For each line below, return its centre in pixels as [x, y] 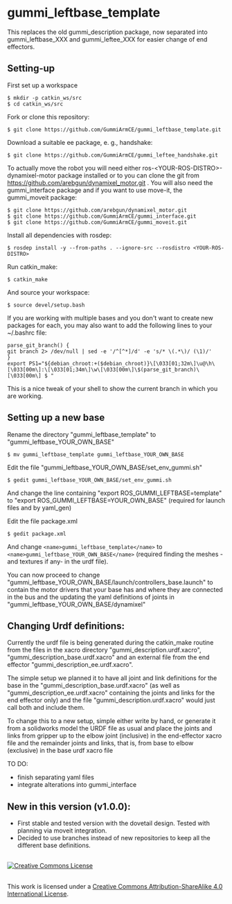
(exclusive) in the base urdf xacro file [60, 751]
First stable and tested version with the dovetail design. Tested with [113, 824]
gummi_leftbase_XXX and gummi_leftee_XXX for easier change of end [107, 39]
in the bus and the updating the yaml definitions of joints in [91, 597]
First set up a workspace [43, 85]
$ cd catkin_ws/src [35, 104]
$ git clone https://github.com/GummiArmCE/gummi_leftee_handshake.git [113, 155]
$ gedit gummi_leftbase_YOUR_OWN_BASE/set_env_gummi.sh [89, 480]
